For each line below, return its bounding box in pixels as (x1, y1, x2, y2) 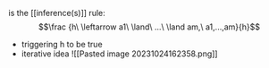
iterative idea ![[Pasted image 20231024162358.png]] (21, 48, 218, 59)
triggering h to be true (21, 39, 104, 49)
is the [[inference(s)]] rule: (8, 8, 106, 18)
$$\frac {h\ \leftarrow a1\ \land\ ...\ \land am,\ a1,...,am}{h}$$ (38, 21, 261, 32)
